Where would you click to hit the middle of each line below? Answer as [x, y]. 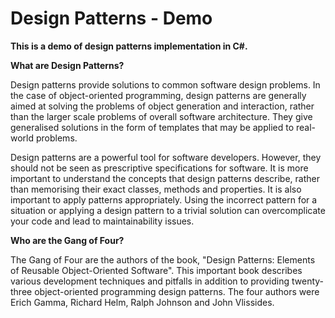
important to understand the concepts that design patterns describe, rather [165, 178]
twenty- [308, 281]
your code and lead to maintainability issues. [102, 221]
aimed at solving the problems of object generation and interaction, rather [162, 106]
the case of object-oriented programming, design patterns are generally [158, 95]
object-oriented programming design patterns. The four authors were [177, 291]
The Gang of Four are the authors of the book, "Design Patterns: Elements [163, 259]
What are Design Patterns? [67, 65]
